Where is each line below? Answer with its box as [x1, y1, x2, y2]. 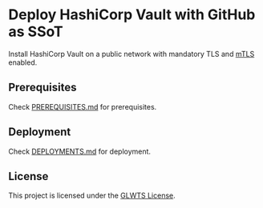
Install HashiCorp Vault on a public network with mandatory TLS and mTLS [8, 49, 255, 58]
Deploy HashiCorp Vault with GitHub [8, 6, 256, 24]
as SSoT [8, 22, 63, 41]
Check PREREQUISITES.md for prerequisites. [8, 102, 157, 111]
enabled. [8, 58, 38, 67]
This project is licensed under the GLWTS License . [8, 190, 176, 201]
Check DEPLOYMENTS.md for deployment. [8, 146, 151, 156]
